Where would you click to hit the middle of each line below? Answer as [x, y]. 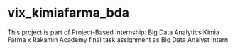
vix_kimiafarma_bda [69, 13]
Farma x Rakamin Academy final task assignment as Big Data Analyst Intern [118, 39]
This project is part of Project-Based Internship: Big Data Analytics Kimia [114, 32]
